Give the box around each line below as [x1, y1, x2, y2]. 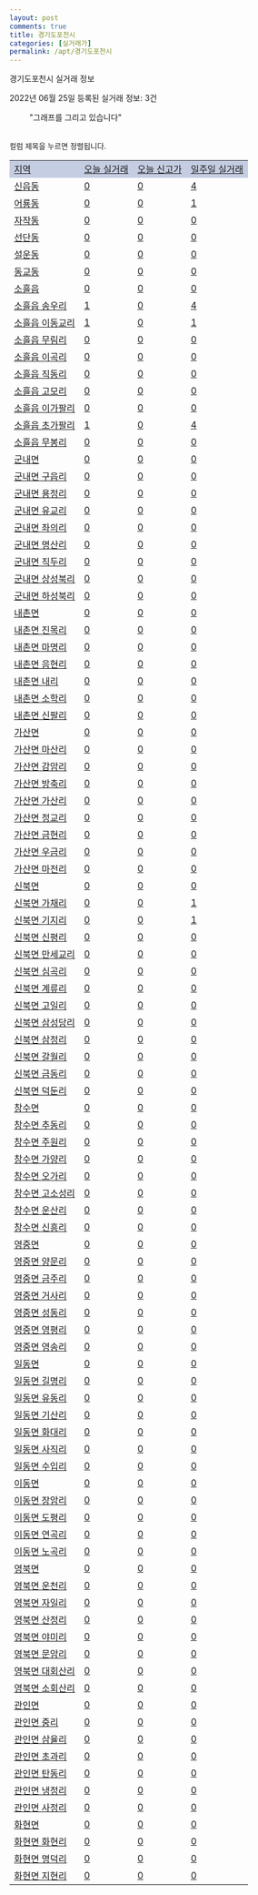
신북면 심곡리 [14, 966, 67, 978]
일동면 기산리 [14, 1409, 67, 1422]
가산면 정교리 [14, 812, 67, 825]
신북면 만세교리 [14, 948, 75, 961]
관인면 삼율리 [14, 1733, 67, 1746]
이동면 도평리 [14, 1512, 67, 1525]
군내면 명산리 [14, 539, 67, 552]
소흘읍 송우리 [14, 299, 67, 312]
